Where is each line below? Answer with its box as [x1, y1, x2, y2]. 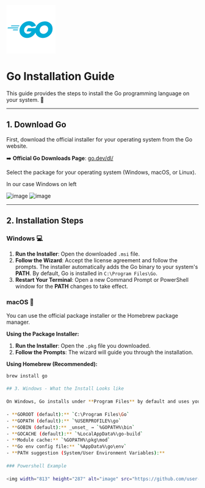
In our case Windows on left [6, 180, 77, 187]
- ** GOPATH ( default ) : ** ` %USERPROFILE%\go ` [6, 418, 121, 424]
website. [6, 142, 28, 149]
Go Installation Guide [6, 70, 115, 84]
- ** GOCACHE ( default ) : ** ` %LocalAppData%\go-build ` [6, 431, 143, 437]
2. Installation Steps [6, 215, 84, 226]
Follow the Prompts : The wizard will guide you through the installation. [15, 348, 193, 356]
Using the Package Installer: [6, 330, 79, 337]
